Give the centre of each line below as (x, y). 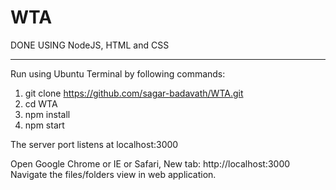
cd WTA (41, 103)
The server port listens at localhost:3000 (94, 144)
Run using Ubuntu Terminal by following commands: (118, 73)
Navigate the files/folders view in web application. (113, 174)
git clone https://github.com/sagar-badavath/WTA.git (134, 93)
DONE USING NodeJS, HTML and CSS (90, 45)
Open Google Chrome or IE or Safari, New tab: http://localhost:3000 (150, 163)
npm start (44, 125)
